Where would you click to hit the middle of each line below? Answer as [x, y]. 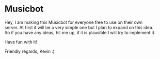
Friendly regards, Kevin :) [30, 51]
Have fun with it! [21, 42]
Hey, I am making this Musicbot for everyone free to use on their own [74, 22]
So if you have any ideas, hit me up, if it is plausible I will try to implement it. [80, 32]
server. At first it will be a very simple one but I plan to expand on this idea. [79, 27]
